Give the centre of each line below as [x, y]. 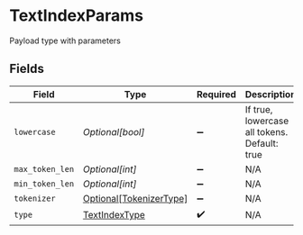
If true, [259, 109]
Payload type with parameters [65, 41]
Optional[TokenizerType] [135, 198]
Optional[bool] [114, 131]
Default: [262, 143]
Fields [27, 69]
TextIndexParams [77, 16]
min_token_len [44, 184]
